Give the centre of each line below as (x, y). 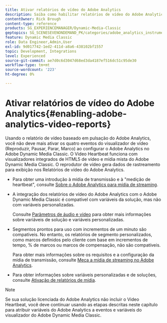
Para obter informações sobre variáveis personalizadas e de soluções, (84, 275)
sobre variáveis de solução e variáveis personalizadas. (68, 219)
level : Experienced (25, 56)
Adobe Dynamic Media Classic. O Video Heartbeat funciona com (72, 154)
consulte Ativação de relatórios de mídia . (54, 280)
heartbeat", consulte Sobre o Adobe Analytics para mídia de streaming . (85, 185)
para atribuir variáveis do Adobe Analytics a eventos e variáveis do (74, 310)
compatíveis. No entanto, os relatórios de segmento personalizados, (82, 234)
